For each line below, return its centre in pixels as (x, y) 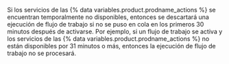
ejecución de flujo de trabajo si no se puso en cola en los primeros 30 (106, 24)
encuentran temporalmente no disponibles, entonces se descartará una (108, 17)
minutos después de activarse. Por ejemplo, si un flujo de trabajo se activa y (115, 31)
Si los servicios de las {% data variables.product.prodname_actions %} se (111, 10)
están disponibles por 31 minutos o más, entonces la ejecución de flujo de (111, 46)
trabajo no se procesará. (42, 53)
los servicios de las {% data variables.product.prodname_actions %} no (108, 39)
